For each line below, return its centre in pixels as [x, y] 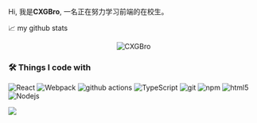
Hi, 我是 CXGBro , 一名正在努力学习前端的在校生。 [88, 12]
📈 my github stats [38, 28]
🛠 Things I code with [50, 67]
